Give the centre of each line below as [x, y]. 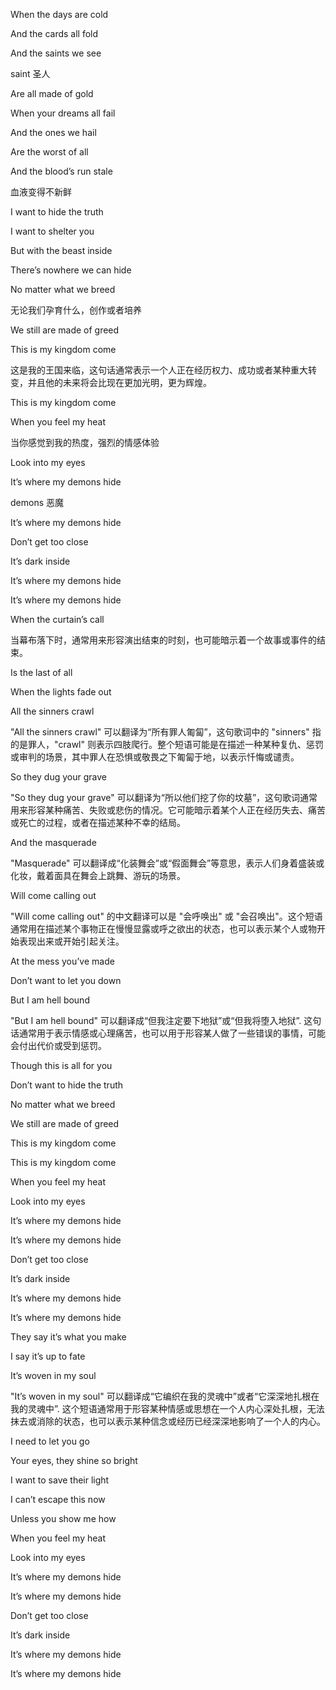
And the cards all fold [54, 33]
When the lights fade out [61, 692]
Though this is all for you [61, 1065]
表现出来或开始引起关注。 [71, 941]
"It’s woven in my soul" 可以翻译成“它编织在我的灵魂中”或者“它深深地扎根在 [165, 1396]
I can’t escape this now [58, 1499]
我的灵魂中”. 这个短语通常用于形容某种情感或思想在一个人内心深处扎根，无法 [167, 1408]
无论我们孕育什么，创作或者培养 [76, 310]
